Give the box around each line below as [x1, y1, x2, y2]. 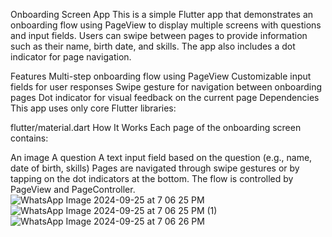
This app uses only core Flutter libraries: [10, 102, 177, 114]
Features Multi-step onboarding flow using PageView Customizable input [10, 70, 312, 82]
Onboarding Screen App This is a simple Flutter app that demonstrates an [10, 9, 314, 20]
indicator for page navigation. [10, 51, 132, 63]
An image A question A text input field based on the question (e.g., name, [10, 152, 313, 163]
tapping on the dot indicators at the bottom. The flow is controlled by [10, 173, 294, 184]
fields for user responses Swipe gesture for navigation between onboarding [10, 81, 323, 93]
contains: [10, 132, 49, 144]
